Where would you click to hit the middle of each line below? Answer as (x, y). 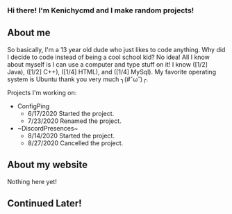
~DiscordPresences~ (48, 128)
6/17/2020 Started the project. (71, 113)
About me (29, 33)
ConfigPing (33, 106)
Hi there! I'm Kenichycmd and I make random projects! (101, 10)
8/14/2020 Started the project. (71, 135)
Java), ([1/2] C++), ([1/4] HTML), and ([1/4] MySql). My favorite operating (112, 72)
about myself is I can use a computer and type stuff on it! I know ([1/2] (108, 64)
